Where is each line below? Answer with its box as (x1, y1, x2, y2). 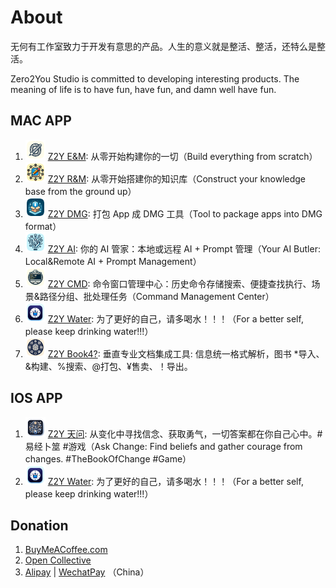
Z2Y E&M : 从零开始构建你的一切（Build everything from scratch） (47, 150, 318, 162)
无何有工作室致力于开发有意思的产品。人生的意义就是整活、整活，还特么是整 (10, 40, 326, 52)
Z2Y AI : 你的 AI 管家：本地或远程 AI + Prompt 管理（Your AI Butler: (47, 242, 321, 255)
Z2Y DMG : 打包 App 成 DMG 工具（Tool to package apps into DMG (47, 207, 323, 220)
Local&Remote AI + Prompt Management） (24, 255, 202, 267)
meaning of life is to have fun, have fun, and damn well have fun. (10, 83, 277, 95)
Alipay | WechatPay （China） (24, 566, 150, 578)
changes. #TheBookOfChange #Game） (24, 452, 192, 465)
